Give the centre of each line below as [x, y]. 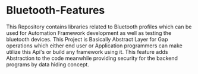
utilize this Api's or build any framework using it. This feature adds [87, 52]
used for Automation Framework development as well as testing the [89, 33]
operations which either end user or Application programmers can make [94, 46]
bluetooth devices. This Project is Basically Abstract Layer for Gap [87, 39]
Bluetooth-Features [56, 10]
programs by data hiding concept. [48, 64]
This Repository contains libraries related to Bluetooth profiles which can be [99, 27]
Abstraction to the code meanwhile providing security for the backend [92, 58]
